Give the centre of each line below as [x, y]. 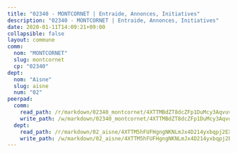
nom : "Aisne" [33, 79]
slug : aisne [31, 86]
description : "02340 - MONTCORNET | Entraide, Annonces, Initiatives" [113, 20]
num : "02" [28, 92]
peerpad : [20, 99]
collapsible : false [36, 33]
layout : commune [31, 40]
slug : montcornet [39, 60]
